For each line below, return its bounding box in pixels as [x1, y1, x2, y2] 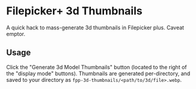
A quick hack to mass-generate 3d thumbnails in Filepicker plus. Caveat [6, 24, 185, 31]
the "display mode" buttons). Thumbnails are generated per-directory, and [6, 70, 191, 77]
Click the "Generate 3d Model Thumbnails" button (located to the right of [6, 63, 188, 70]
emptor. [6, 30, 26, 37]
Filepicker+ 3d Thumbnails [6, 4, 142, 18]
